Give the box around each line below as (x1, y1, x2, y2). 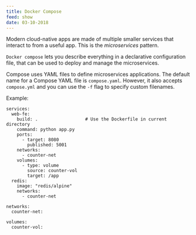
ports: (16, 132, 33, 138)
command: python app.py (16, 127, 75, 133)
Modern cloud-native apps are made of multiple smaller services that (6, 36, 174, 43)
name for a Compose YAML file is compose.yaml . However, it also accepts (6, 77, 182, 84)
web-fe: (11, 111, 31, 117)
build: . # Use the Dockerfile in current (16, 116, 167, 122)
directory (6, 122, 31, 127)
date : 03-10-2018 (6, 19, 49, 25)
